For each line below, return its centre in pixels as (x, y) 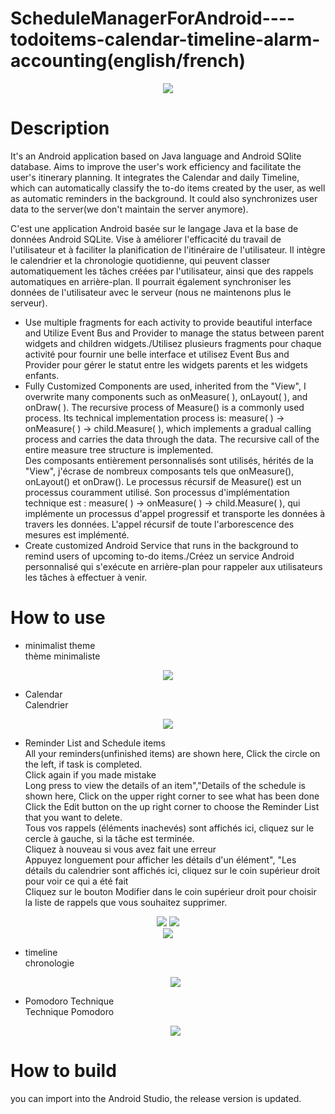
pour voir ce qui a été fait (76, 881)
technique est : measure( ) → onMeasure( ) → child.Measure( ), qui (162, 503)
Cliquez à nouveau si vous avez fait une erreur (120, 849)
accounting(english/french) (128, 61)
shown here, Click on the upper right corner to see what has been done (172, 796)
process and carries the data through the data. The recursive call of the (172, 439)
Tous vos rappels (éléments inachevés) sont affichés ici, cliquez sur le (169, 828)
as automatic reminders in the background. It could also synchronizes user (164, 198)
